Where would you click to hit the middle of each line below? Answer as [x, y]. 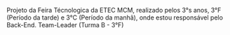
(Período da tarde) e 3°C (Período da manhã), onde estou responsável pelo [115, 17]
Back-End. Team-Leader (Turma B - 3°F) [65, 25]
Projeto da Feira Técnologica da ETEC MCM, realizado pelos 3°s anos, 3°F [114, 10]
